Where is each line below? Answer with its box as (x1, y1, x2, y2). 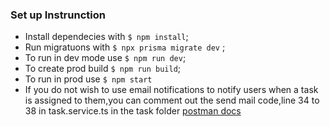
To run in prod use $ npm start (24, 73, 153, 85)
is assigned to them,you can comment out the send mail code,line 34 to (24, 94, 320, 107)
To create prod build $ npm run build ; (24, 63, 182, 75)
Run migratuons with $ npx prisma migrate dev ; (24, 41, 226, 53)
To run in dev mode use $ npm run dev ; (24, 52, 187, 64)
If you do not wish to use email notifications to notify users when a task (24, 84, 319, 96)
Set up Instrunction (10, 8, 106, 22)
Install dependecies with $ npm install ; (24, 31, 189, 43)
